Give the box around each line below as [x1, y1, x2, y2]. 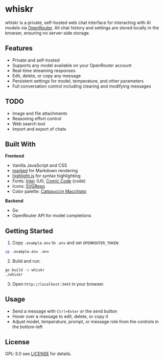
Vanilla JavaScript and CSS [12, 162, 67, 168]
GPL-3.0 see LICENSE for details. [5, 351, 72, 357]
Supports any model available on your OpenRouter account [12, 62, 132, 68]
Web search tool [12, 121, 46, 127]
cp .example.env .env [5, 249, 49, 254]
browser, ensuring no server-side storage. [5, 30, 90, 36]
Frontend [5, 153, 24, 159]
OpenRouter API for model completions [12, 213, 92, 219]
